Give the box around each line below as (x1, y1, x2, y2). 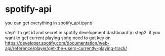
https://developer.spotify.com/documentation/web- (5, 40, 110, 46)
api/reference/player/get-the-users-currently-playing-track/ (5, 45, 127, 51)
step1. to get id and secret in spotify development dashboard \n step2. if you (5, 29, 161, 35)
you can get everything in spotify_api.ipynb (5, 20, 93, 26)
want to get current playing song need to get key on (5, 35, 111, 41)
